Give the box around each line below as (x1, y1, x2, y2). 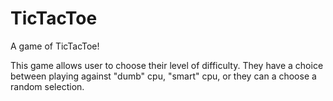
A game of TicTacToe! (10, 40, 100, 52)
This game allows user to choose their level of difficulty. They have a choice (10, 59, 324, 71)
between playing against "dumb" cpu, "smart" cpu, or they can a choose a (10, 70, 317, 82)
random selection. (10, 80, 85, 92)
